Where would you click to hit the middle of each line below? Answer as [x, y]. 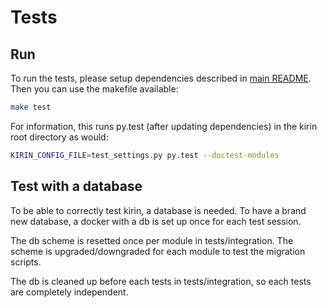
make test [31, 107]
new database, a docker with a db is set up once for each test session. [156, 221]
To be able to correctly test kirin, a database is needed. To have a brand [158, 210]
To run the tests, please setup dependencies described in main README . [161, 78]
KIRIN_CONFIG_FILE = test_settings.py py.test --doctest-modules [145, 155]
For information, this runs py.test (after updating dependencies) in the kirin [164, 126]
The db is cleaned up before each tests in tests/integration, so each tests [161, 281]
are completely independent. [69, 292]
